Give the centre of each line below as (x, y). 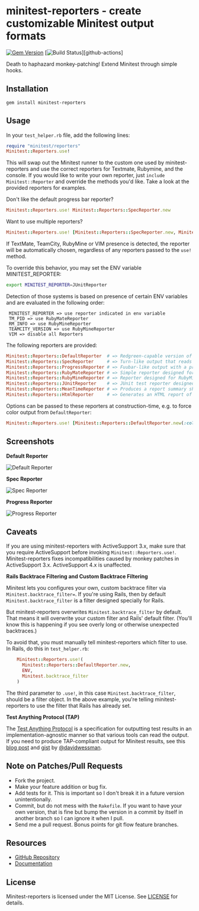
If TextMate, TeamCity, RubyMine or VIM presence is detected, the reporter (98, 244)
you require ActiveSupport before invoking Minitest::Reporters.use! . (91, 552)
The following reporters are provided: (52, 345)
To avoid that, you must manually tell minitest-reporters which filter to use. (97, 643)
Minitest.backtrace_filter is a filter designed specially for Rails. (85, 600)
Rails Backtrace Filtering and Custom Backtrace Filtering (77, 577)
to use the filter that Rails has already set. (81, 705)
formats (26, 36)
